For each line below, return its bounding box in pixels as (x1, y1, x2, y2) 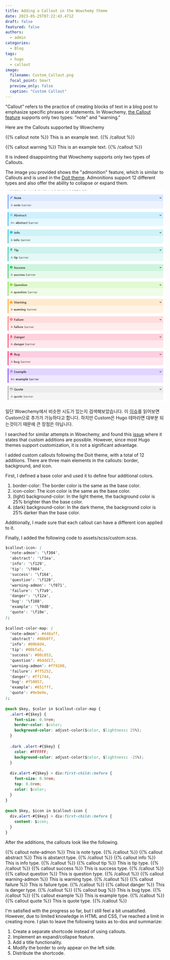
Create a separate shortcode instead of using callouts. (12, 928, 127, 935)
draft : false (5, 19, 33, 24)
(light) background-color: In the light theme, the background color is (12, 493, 155, 499)
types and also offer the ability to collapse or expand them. (5, 180, 128, 186)
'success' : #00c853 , (10, 653, 53, 658)
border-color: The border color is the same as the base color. (12, 482, 141, 489)
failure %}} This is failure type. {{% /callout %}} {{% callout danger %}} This (5, 882, 165, 888)
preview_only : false (10, 84, 53, 89)
